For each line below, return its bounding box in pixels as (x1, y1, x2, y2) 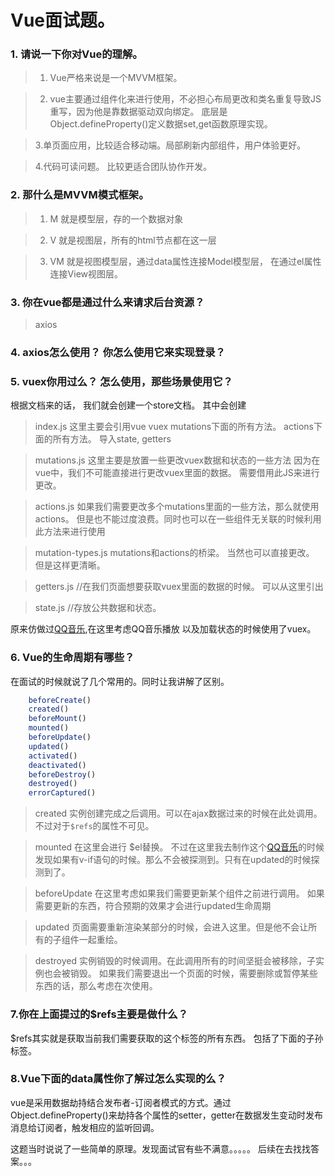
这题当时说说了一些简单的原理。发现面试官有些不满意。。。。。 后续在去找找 (10, 1142, 311, 1155)
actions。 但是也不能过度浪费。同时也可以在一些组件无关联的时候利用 (34, 513, 322, 525)
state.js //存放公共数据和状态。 (34, 602, 162, 614)
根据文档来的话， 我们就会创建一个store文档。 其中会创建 (10, 399, 247, 411)
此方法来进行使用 (34, 526, 106, 538)
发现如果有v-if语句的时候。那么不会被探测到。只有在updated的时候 (34, 854, 312, 866)
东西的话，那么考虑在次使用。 (34, 980, 158, 992)
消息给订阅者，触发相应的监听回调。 (10, 1121, 160, 1133)
